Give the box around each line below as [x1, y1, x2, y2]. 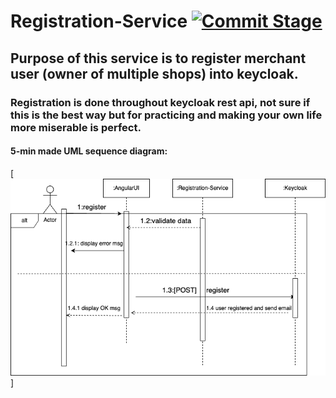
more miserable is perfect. [10, 120, 142, 134]
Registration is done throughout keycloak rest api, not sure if [10, 95, 311, 109]
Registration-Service [10, 10, 188, 33]
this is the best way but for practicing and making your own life [10, 108, 323, 122]
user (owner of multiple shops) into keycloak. [10, 65, 299, 82]
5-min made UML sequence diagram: [10, 145, 168, 157]
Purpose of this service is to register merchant [10, 50, 307, 67]
